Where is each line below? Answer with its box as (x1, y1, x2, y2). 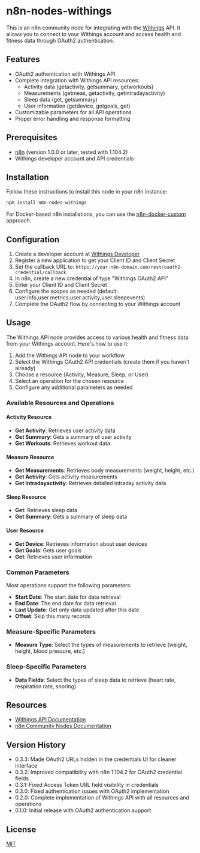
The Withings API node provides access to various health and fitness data (6, 334, 189, 341)
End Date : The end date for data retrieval (14, 599, 116, 607)
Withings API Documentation (14, 716, 86, 723)
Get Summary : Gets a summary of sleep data (14, 513, 128, 521)
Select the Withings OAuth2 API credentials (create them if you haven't (14, 358, 190, 365)
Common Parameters (6, 568, 69, 576)
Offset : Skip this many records (14, 612, 91, 620)
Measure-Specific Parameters (6, 627, 96, 635)
